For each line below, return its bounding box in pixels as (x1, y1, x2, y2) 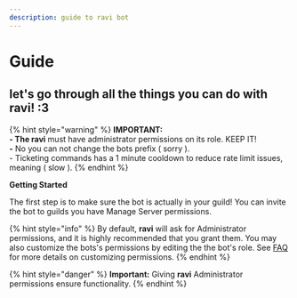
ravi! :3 (9, 101, 50, 116)
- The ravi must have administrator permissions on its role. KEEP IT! (9, 133, 257, 144)
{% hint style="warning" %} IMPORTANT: (9, 124, 163, 134)
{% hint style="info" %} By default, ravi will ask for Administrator (9, 223, 247, 234)
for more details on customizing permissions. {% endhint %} (9, 251, 231, 262)
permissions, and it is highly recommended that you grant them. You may (9, 232, 277, 243)
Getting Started (9, 179, 68, 189)
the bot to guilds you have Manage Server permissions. (9, 205, 212, 216)
